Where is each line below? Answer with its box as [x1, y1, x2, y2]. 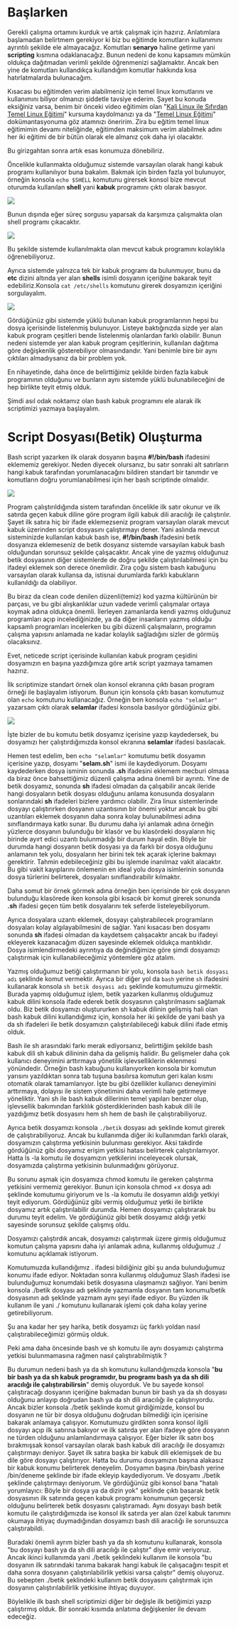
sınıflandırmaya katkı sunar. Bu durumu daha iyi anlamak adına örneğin [7, 819, 215, 828]
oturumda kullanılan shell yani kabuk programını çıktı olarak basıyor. [7, 182, 207, 191]
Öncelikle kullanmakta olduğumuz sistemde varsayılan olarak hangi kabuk [7, 160, 224, 168]
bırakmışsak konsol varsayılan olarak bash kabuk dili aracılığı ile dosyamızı [7, 1441, 225, 1449]
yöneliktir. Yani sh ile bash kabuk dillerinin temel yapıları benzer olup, [7, 1094, 208, 1103]
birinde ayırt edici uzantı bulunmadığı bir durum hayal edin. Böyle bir [7, 834, 207, 843]
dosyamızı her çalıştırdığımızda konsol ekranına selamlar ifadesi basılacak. [7, 737, 226, 746]
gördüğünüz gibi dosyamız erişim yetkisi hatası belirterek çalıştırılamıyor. [7, 1146, 220, 1154]
